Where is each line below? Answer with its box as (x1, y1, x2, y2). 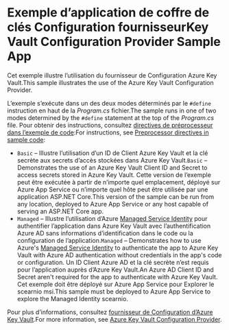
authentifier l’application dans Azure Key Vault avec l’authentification (16, 222, 211, 230)
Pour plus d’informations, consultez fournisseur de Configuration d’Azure (7, 307, 213, 316)
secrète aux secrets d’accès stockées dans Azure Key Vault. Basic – (16, 156, 208, 164)
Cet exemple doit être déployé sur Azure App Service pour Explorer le (16, 280, 215, 288)
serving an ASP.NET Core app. (16, 207, 104, 215)
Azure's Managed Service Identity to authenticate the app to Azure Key (16, 244, 219, 252)
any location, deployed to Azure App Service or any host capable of (16, 200, 209, 208)
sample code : (7, 135, 46, 143)
